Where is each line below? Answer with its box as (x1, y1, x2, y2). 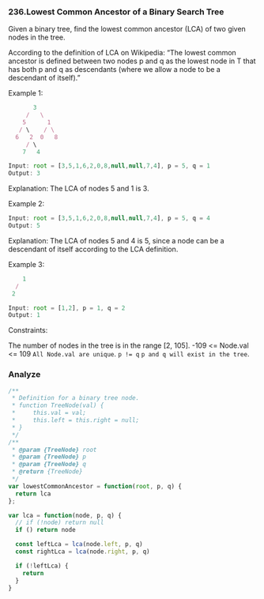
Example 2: (8, 199, 45, 209)
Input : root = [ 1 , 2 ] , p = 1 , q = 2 (8, 303, 126, 312)
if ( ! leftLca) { (15, 562, 69, 570)
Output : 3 (8, 169, 41, 178)
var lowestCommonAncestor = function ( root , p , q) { (8, 482, 182, 490)
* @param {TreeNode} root (11, 446, 97, 454)
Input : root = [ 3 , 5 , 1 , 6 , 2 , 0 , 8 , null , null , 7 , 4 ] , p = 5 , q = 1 (8, 162, 211, 170)
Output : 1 (8, 311, 41, 319)
